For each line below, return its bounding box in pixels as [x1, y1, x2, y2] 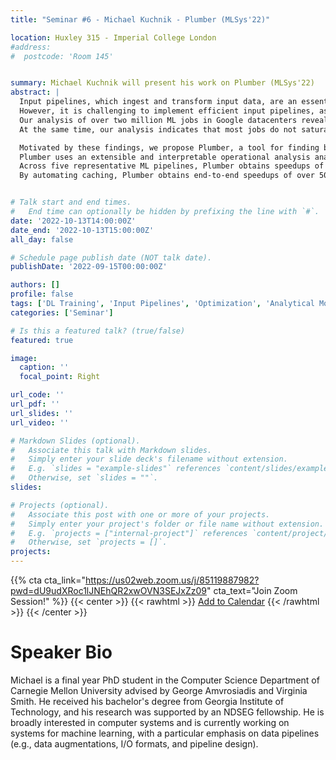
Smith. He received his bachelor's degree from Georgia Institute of [10, 695, 285, 707]
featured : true [10, 335, 74, 345]
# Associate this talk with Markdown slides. [10, 445, 213, 455]
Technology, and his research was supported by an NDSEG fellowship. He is [10, 706, 325, 718]
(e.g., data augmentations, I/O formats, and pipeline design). [10, 737, 259, 750]
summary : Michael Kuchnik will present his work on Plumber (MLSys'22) [10, 78, 315, 88]
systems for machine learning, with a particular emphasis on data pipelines [10, 727, 320, 739]
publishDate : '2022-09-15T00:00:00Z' [10, 262, 168, 272]
